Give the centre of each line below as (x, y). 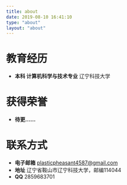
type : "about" (24, 22)
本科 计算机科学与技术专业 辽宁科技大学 (62, 76)
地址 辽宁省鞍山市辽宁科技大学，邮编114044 (68, 170)
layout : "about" (26, 28)
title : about (22, 11)
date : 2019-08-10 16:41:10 (39, 17)
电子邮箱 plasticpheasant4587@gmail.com (66, 163)
